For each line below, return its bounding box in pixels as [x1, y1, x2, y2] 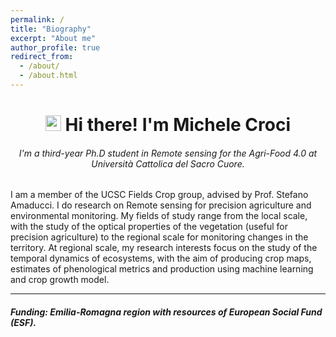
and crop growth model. [10, 274, 110, 286]
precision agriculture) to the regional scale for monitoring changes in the [10, 231, 309, 243]
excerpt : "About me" [10, 33, 97, 43]
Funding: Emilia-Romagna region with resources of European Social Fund [10, 306, 323, 318]
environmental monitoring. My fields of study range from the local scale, [10, 210, 308, 222]
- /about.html [19, 71, 78, 81]
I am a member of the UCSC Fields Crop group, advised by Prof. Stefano [10, 189, 309, 201]
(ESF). [10, 316, 37, 328]
